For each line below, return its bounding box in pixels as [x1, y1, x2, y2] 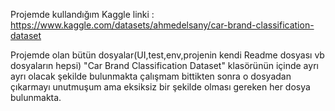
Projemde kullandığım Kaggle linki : [10, 9, 155, 20]
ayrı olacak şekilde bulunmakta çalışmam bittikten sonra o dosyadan [10, 70, 292, 82]
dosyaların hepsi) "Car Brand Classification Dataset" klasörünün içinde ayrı [10, 60, 319, 71]
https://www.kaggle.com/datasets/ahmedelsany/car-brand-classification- [10, 19, 315, 31]
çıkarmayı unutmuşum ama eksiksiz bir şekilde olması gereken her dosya [10, 81, 311, 93]
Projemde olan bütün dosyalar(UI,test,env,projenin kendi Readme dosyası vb [10, 49, 325, 61]
